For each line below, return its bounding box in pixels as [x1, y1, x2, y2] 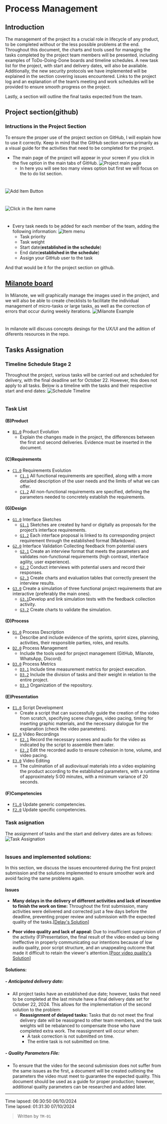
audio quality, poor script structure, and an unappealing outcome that [12, 945, 155, 951]
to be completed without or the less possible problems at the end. [5, 41, 140, 47]
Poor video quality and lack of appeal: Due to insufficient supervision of [12, 929, 162, 935]
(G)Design [5, 505, 27, 511]
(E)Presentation [5, 694, 39, 700]
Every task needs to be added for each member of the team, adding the [12, 223, 160, 229]
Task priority [19, 234, 46, 240]
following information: [12, 228, 57, 235]
